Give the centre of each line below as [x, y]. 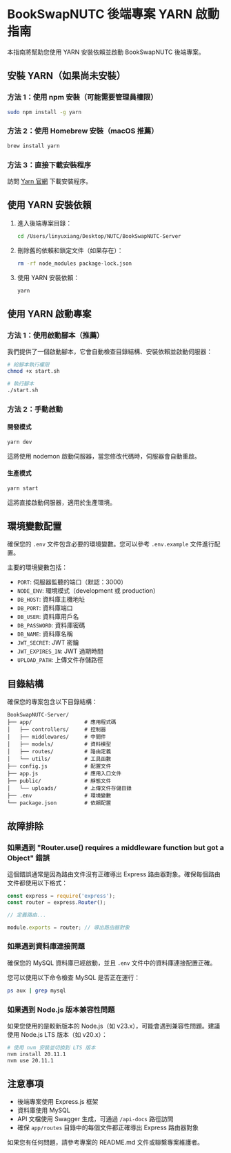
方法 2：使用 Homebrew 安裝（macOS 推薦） [83, 131]
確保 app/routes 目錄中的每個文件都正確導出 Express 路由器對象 [108, 1127]
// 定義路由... [27, 915]
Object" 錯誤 [29, 858]
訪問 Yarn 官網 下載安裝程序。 [49, 181]
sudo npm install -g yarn [44, 112]
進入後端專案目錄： [44, 223]
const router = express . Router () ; [57, 902]
